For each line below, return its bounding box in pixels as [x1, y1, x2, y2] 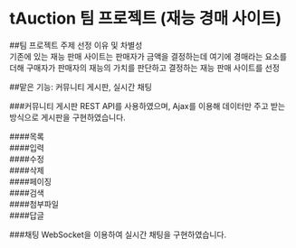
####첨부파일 [9, 198, 59, 209]
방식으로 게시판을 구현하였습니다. [9, 112, 127, 123]
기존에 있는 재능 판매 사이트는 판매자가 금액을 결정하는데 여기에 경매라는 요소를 [9, 51, 288, 61]
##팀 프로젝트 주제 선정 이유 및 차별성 [9, 40, 143, 51]
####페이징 [9, 176, 53, 187]
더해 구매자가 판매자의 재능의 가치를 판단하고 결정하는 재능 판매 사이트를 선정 [9, 62, 281, 73]
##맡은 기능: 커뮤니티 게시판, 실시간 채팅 [9, 81, 152, 92]
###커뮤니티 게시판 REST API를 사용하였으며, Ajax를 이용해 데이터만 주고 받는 [9, 100, 286, 111]
